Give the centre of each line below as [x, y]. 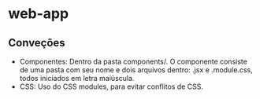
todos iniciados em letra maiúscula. [77, 78]
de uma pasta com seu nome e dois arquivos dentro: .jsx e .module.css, [136, 70]
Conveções [37, 43]
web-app [39, 14]
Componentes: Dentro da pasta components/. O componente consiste [134, 61]
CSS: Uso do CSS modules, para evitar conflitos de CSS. [111, 86]
